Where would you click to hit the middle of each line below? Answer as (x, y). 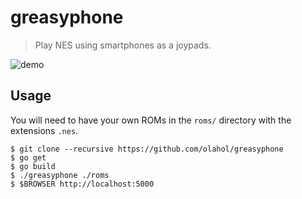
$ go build (33, 166)
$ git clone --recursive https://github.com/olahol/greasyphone (147, 149)
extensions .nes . (44, 130)
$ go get (28, 157)
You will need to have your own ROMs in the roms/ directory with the (151, 120)
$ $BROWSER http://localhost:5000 (82, 184)
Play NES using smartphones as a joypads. (123, 45)
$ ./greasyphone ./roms (60, 175)
